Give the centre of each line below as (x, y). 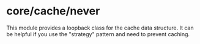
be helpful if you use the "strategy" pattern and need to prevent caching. (98, 34)
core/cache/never (53, 11)
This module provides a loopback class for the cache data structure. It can (100, 28)
